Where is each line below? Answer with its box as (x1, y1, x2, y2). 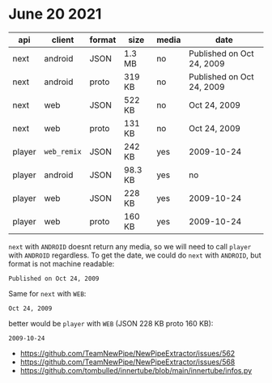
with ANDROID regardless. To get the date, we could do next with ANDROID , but (8, 250, 261, 260)
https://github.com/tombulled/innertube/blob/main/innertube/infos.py (19, 365, 253, 375)
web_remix (44, 147, 83, 156)
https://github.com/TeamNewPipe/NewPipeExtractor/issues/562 (19, 348, 236, 358)
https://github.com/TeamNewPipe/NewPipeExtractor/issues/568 (19, 357, 236, 367)
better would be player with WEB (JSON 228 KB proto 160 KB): (8, 318, 214, 328)
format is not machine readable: (8, 258, 115, 268)
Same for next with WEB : (8, 288, 87, 298)
